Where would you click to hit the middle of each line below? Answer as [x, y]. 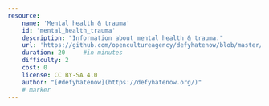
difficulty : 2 [45, 61]
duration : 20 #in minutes [73, 53]
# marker [37, 90]
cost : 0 [35, 68]
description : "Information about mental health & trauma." [123, 38]
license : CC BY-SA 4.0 [60, 75]
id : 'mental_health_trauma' [69, 30]
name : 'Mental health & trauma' [76, 23]
